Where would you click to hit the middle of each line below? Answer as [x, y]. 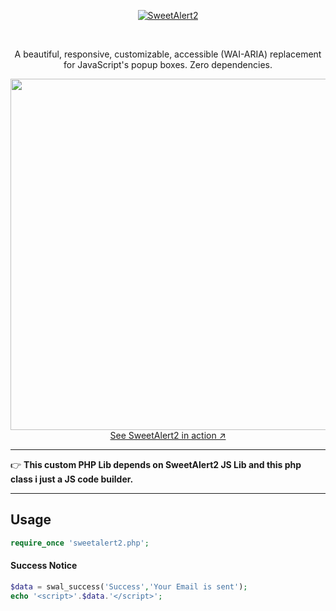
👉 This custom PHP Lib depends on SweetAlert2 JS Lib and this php [156, 464]
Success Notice [44, 566]
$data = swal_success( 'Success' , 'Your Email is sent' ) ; [129, 586]
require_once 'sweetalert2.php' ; [80, 543]
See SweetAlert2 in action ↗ [168, 435]
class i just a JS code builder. [72, 479]
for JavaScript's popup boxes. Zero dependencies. [168, 64]
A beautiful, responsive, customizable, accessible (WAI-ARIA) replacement [168, 54]
